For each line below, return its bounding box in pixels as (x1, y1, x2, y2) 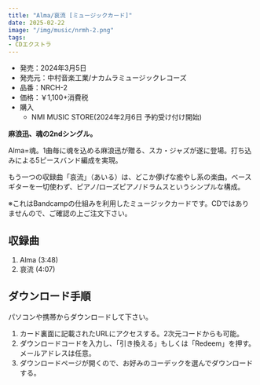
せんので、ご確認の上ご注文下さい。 (14, 209, 132, 218)
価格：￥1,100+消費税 (19, 93, 89, 102)
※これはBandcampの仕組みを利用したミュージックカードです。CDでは (8, 199, 236, 208)
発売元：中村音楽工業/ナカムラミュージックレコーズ (19, 73, 187, 82)
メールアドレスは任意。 (19, 348, 96, 357)
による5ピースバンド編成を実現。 (14, 156, 123, 165)
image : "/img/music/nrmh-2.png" (8, 26, 114, 34)
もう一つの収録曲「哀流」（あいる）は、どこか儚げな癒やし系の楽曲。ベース (8, 172, 252, 181)
